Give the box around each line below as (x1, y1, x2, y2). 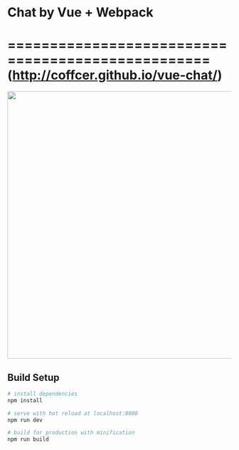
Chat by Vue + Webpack (7, 4, 154, 21)
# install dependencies (7, 390, 78, 397)
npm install (7, 397, 43, 404)
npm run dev (7, 416, 43, 424)
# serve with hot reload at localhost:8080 (7, 409, 139, 417)
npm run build (7, 436, 50, 443)
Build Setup (7, 372, 60, 384)
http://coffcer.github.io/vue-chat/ (12, 67, 218, 83)
